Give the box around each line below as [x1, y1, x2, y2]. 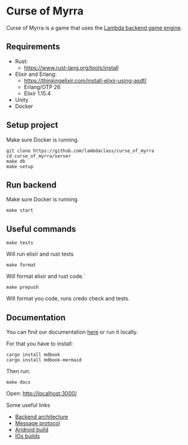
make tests [6, 240, 34, 246]
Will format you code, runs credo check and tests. [6, 295, 130, 302]
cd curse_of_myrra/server [6, 153, 71, 159]
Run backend [6, 180, 57, 190]
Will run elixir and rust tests [6, 250, 74, 257]
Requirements [6, 42, 60, 52]
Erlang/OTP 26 [23, 83, 61, 90]
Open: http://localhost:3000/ [6, 390, 77, 397]
